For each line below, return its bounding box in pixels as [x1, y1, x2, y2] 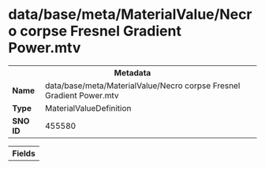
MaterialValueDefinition [44, 102, 132, 113]
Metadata [114, 67, 151, 78]
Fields [12, 148, 35, 159]
